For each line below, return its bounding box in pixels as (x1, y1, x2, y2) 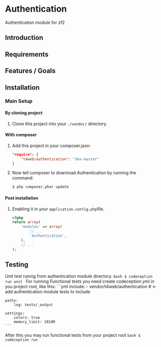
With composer (5, 132, 37, 138)
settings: (5, 311, 25, 316)
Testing (5, 260, 29, 269)
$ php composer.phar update (12, 184, 69, 189)
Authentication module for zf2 (5, 19, 65, 25)
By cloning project (5, 110, 43, 116)
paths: (5, 298, 18, 303)
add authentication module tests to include (5, 289, 91, 295)
